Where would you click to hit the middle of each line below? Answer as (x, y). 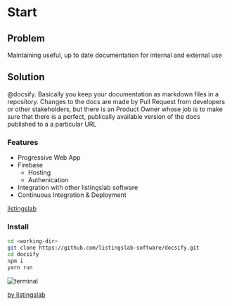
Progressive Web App (49, 158)
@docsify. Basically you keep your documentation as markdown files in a (113, 94)
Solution (26, 77)
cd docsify (23, 255)
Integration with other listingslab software (78, 188)
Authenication (48, 180)
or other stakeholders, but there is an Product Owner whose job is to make (115, 109)
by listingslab (26, 294)
